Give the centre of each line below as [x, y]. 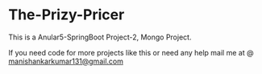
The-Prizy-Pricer [67, 15]
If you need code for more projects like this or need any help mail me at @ [131, 52]
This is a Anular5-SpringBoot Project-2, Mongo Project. [100, 37]
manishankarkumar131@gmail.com [66, 61]
